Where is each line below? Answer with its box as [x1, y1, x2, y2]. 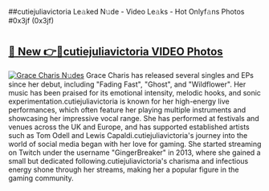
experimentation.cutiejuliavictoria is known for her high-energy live [8, 96, 230, 106]
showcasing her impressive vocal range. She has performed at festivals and [8, 113, 259, 123]
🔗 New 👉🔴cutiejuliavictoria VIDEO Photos [8, 45, 223, 59]
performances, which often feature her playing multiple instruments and [8, 104, 247, 115]
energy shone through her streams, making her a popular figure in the [8, 165, 239, 174]
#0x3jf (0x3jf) [8, 16, 55, 25]
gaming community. [8, 173, 74, 183]
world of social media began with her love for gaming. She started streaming [8, 139, 262, 148]
